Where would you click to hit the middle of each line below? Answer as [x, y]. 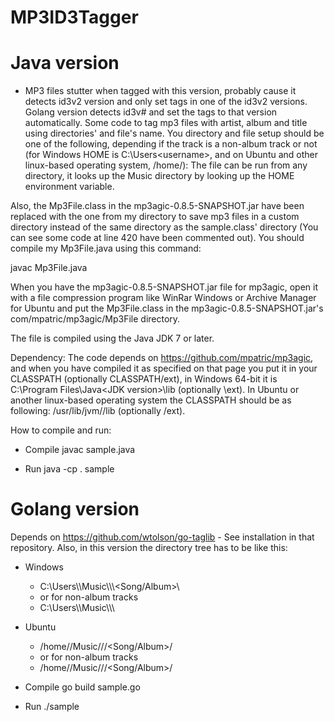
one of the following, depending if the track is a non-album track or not [171, 144]
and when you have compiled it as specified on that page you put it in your [164, 368]
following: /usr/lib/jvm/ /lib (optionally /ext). [98, 411]
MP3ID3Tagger [74, 17]
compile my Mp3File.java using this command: [106, 248]
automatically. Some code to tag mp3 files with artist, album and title [166, 123]
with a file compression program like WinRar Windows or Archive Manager [163, 298]
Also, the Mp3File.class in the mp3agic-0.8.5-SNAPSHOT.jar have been [157, 206]
